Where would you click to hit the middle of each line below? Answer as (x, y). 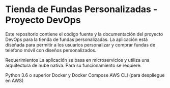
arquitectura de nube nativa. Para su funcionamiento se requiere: (73, 65)
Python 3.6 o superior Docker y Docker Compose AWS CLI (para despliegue (85, 75)
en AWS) (15, 80)
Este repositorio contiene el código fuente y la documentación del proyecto (84, 34)
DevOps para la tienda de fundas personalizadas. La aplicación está (77, 39)
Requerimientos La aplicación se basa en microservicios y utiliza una (77, 60)
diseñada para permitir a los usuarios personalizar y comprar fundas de (80, 45)
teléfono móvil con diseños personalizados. (51, 50)
